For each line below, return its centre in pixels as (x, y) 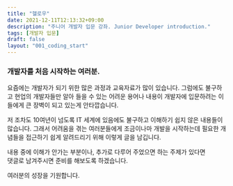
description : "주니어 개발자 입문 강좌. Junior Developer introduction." (109, 26)
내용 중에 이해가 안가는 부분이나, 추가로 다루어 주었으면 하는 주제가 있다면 (106, 152)
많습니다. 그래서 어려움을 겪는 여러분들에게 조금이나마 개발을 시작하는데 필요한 (113, 128)
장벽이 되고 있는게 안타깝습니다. (76, 105)
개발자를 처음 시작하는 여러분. (54, 71)
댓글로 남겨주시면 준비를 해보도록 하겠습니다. (68, 161)
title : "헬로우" (29, 14)
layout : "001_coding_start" (48, 46)
